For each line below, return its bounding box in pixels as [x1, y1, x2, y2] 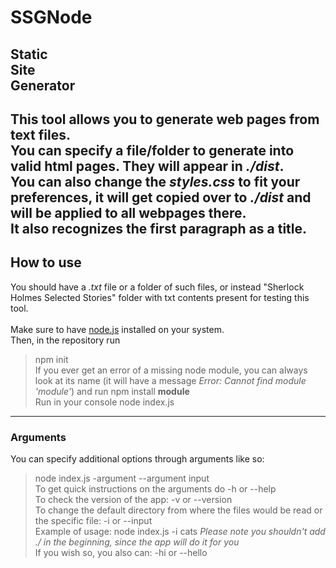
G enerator [10, 77, 76, 94]
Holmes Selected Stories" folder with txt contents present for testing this [10, 291, 310, 303]
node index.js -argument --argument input [34, 472, 210, 485]
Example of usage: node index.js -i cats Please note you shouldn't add [34, 526, 326, 538]
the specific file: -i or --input [34, 515, 153, 527]
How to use [10, 254, 82, 271]
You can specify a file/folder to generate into [10, 142, 295, 159]
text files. [10, 126, 71, 143]
